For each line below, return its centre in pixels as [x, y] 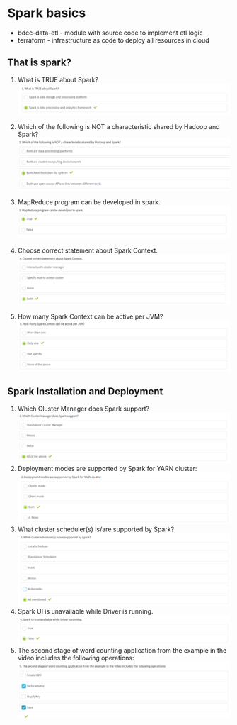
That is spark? [40, 63]
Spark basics [47, 13]
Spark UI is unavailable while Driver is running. [85, 611]
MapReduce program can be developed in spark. [89, 202]
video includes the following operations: [76, 658]
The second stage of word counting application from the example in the [122, 651]
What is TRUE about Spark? [58, 79]
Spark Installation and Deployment [85, 392]
